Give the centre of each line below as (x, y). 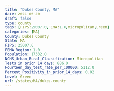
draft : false (18, 18)
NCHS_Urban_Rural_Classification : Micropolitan (54, 59)
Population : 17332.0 (26, 54)
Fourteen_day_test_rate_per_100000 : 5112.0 (50, 68)
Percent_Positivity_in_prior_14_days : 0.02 (50, 72)
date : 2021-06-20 (23, 14)
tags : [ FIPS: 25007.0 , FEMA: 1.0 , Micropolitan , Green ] (57, 27)
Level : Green (18, 77)
